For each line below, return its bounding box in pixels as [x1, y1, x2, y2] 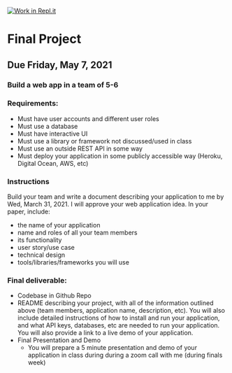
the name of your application [17, 221, 101, 230]
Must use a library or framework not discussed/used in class [17, 136, 192, 145]
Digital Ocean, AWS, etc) [17, 159, 89, 167]
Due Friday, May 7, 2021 [7, 59, 113, 71]
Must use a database [17, 122, 78, 130]
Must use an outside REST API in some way [17, 144, 143, 153]
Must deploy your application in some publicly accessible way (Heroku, [17, 151, 223, 160]
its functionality [17, 236, 62, 244]
